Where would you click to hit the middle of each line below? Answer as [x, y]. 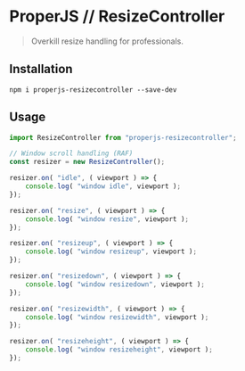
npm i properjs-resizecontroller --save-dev [93, 90]
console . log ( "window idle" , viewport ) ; [103, 186]
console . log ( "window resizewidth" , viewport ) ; [117, 317]
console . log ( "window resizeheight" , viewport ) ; [119, 350]
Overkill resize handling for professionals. [107, 41]
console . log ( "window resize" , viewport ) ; [107, 219]
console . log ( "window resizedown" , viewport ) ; [115, 284]
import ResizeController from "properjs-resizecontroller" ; [123, 137]
